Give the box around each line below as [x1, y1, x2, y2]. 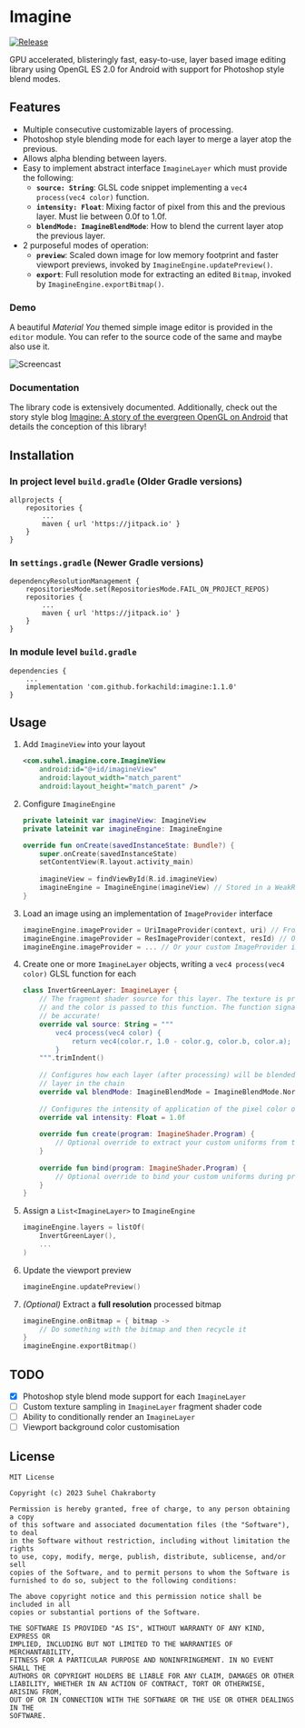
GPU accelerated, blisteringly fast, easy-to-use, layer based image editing [9, 54, 286, 65]
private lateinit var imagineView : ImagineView [22, 815, 207, 824]
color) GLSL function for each [22, 968, 136, 979]
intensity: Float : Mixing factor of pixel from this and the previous [35, 201, 286, 212]
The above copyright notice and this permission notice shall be [9, 1593, 261, 1602]
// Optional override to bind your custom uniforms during [55, 1172, 283, 1181]
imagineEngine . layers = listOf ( [22, 1223, 145, 1233]
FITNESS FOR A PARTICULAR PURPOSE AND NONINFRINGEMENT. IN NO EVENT [9, 1656, 274, 1665]
